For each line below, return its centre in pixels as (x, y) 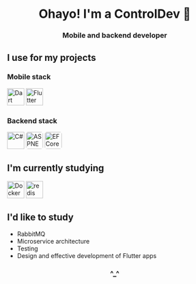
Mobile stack (29, 77)
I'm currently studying (56, 168)
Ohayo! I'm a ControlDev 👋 (115, 14)
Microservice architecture (53, 241)
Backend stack (32, 120)
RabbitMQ (31, 234)
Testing (28, 248)
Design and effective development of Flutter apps (87, 255)
